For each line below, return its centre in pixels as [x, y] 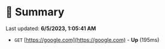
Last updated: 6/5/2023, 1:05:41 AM [51, 28]
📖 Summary [35, 12]
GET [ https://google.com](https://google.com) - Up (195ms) [87, 40]
